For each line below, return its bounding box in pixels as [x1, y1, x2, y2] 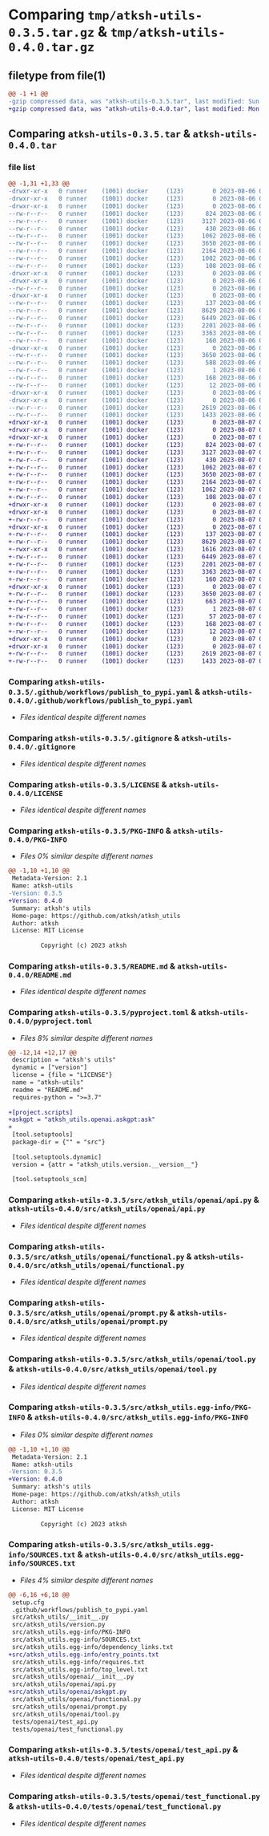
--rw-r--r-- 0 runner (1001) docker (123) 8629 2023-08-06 [8, 307, 256, 315]
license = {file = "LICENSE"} [11, 1071, 113, 1079]
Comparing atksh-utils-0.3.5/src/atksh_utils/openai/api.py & [8, 1194, 259, 1205]
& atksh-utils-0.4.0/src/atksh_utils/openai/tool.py [8, 1363, 218, 1375]
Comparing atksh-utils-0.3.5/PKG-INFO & [8, 825, 172, 836]
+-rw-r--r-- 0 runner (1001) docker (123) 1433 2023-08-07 [8, 657, 256, 665]
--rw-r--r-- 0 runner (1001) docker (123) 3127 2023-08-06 [8, 217, 256, 225]
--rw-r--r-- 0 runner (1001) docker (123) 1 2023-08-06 [8, 367, 256, 375]
